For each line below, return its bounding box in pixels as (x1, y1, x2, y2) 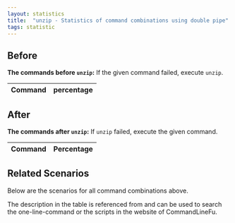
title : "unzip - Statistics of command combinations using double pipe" (7, 17, 229, 24)
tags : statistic (7, 23, 55, 30)
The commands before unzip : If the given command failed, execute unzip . (7, 68, 224, 77)
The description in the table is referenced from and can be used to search (7, 200, 222, 208)
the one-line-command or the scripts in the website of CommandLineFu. (7, 207, 217, 216)
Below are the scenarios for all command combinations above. (7, 186, 188, 195)
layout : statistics (7, 10, 65, 18)
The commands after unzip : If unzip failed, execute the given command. (7, 128, 218, 135)
